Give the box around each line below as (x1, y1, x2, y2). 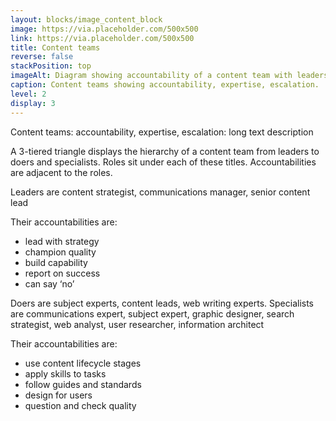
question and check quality (24, 399, 137, 411)
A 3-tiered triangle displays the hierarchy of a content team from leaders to (10, 145, 320, 157)
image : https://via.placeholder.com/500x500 (10, 24, 199, 34)
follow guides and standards (24, 378, 142, 390)
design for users (24, 389, 93, 401)
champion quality (24, 246, 97, 258)
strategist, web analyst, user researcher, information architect (10, 318, 265, 330)
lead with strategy (24, 235, 100, 247)
